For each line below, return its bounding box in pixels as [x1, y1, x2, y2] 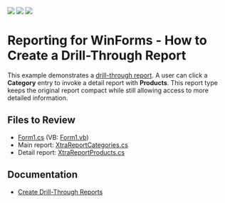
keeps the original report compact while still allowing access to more [7, 86, 209, 94]
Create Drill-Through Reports [17, 187, 103, 196]
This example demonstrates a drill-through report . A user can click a [7, 71, 208, 79]
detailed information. [7, 93, 68, 102]
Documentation [7, 169, 78, 181]
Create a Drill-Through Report [7, 48, 187, 64]
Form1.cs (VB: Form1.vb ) [17, 133, 89, 141]
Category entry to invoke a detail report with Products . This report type [7, 78, 219, 87]
